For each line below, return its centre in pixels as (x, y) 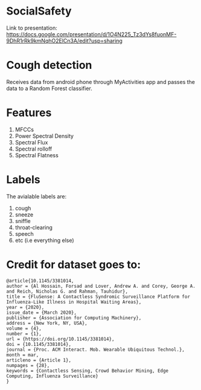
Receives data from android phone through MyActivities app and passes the (101, 82)
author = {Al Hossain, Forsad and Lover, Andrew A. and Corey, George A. (101, 286)
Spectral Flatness (37, 155)
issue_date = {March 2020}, (42, 313)
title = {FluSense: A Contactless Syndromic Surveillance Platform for (98, 297)
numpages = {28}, (28, 365)
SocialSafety (39, 11)
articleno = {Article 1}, (39, 360)
